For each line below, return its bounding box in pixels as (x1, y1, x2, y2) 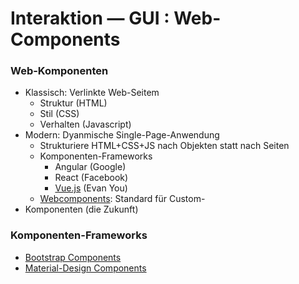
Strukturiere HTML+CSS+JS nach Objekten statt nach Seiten (39, 140, 290, 152)
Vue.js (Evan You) (54, 182, 128, 194)
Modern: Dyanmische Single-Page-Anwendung (24, 129, 220, 141)
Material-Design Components (24, 262, 147, 274)
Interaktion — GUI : (10, 7, 170, 30)
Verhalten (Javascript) (39, 118, 132, 131)
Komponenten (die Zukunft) (24, 203, 139, 216)
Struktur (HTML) (39, 97, 108, 109)
